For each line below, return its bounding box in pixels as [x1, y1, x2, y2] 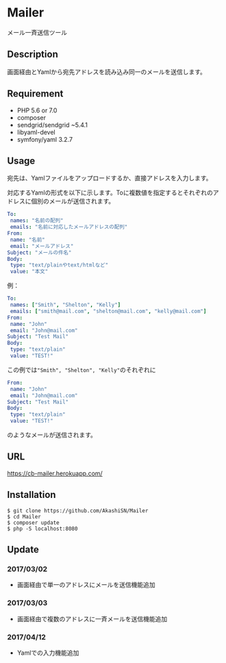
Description [7, 49, 58, 60]
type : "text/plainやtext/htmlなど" [10, 262, 109, 268]
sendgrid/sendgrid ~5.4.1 [16, 121, 88, 129]
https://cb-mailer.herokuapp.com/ [7, 469, 103, 477]
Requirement [7, 88, 64, 100]
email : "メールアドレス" [10, 242, 74, 249]
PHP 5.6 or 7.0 [16, 106, 58, 114]
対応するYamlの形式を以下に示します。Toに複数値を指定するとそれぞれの [7, 188, 214, 197]
